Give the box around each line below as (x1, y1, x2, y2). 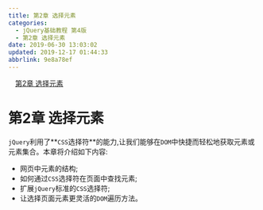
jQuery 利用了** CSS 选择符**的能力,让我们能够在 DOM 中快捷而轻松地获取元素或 (8, 136, 256, 147)
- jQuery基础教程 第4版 (15, 26, 87, 34)
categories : (8, 19, 48, 27)
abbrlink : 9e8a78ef (8, 56, 73, 64)
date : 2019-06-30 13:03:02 (8, 41, 98, 49)
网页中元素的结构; (19, 163, 79, 173)
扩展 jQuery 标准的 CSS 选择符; (19, 183, 110, 193)
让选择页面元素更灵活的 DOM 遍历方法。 (19, 193, 143, 203)
